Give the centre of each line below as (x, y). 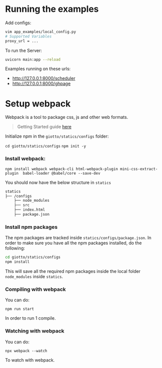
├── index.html (30, 210)
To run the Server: (23, 50)
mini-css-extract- (139, 169)
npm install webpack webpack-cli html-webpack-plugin (62, 169)
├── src (22, 205)
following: (15, 248)
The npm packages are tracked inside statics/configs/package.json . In (78, 238)
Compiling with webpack (36, 289)
